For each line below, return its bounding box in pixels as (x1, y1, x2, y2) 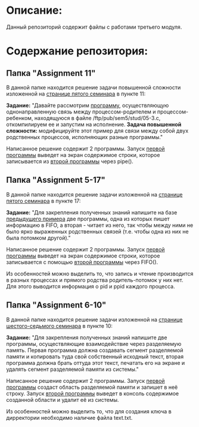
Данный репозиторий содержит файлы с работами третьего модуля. (6, 23, 182, 30)
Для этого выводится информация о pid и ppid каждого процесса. (6, 282, 175, 290)
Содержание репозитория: (6, 44, 148, 58)
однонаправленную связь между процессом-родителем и (6, 108, 156, 115)
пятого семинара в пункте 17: (6, 197, 81, 204)
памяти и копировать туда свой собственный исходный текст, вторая (6, 353, 184, 360)
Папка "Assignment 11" (6, 68, 96, 78)
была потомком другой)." (6, 234, 71, 241)
